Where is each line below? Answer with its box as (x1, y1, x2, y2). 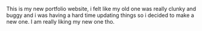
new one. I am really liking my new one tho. (6, 18, 115, 25)
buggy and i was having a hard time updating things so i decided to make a (6, 12, 195, 19)
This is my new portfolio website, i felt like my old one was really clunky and (6, 5, 197, 12)
